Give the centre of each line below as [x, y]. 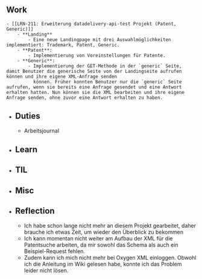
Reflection [35, 211]
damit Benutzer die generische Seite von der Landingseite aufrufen [94, 71]
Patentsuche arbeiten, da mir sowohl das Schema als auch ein [101, 245]
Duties [27, 116]
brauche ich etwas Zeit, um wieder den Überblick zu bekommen [104, 232]
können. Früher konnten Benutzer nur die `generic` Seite [107, 82]
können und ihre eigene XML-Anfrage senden [62, 77]
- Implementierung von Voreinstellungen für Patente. [97, 55]
